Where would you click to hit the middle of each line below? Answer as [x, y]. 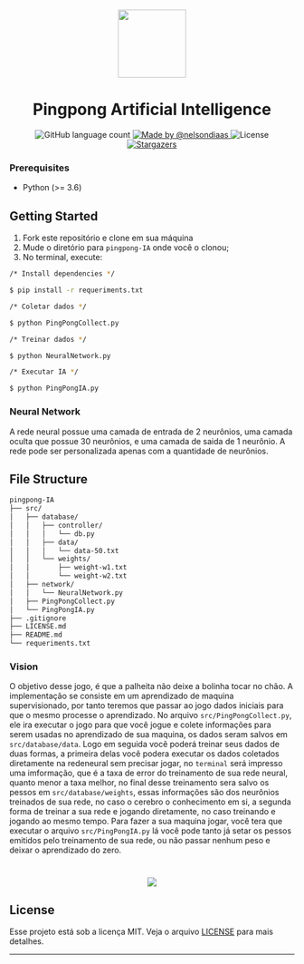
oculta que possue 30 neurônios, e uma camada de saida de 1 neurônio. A [147, 441]
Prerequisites [39, 168]
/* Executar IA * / [44, 372]
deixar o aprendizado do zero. [66, 850]
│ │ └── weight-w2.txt [68, 576]
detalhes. [27, 941]
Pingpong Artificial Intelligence [152, 110]
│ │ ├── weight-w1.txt [68, 568]
